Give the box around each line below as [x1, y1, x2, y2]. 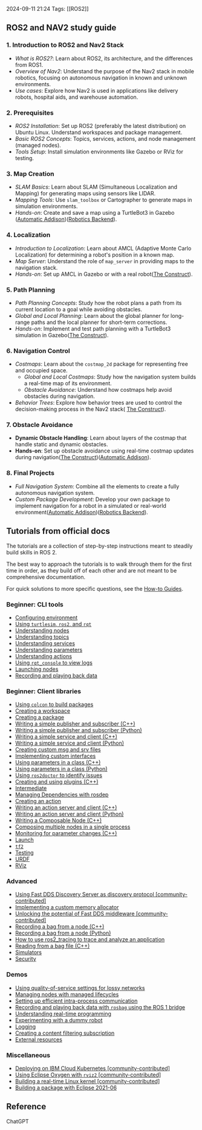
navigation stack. [15, 264, 58, 271]
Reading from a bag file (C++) [15, 943, 90, 950]
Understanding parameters [15, 646, 83, 653]
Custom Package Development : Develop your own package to [15, 496, 171, 503]
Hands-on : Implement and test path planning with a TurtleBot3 [15, 325, 171, 332]
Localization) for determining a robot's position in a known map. [15, 251, 174, 258]
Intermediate [15, 785, 47, 792]
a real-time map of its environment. [24, 380, 112, 387]
